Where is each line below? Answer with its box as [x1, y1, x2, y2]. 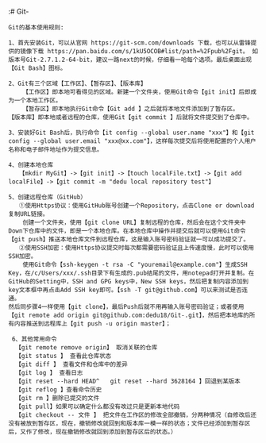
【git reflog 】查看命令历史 [15, 386, 102, 394]
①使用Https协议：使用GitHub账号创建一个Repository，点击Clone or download [18, 202, 255, 210]
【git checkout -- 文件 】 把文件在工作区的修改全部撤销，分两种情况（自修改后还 [15, 411, 256, 419]
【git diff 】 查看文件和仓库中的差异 [15, 360, 129, 368]
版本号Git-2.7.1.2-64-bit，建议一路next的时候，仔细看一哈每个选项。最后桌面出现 [8, 56, 253, 64]
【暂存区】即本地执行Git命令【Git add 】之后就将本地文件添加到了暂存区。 [22, 105, 240, 113]
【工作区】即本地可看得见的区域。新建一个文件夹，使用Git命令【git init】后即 [22, 88, 251, 96]
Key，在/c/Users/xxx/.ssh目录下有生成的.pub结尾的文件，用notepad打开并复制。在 [8, 269, 255, 277]
